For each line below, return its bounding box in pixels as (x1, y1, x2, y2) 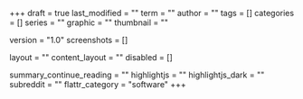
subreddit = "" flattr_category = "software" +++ (9, 79, 187, 89)
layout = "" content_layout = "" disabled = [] (9, 52, 174, 62)
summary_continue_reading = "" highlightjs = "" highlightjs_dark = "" (9, 69, 265, 80)
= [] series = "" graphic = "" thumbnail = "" (9, 17, 169, 28)
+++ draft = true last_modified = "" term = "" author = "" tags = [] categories (9, 8, 295, 18)
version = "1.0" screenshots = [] (9, 35, 128, 45)
